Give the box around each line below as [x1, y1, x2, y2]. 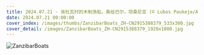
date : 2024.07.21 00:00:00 [6, 15, 75, 21]
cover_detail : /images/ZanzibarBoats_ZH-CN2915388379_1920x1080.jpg [6, 25, 183, 32]
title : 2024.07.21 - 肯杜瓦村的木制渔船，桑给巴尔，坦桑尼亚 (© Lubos [6, 8, 171, 15]
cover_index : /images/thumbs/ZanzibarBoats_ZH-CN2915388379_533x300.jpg [6, 20, 194, 26]
